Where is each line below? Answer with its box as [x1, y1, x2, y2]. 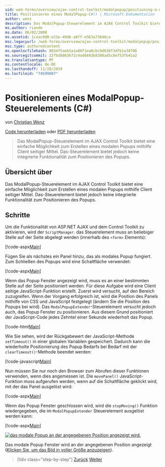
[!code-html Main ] [5, 324, 41, 330]
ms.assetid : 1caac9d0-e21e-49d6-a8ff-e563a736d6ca [5, 35, 111, 40]
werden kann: [5, 413, 33, 419]
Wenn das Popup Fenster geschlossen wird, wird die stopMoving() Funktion [5, 403, 158, 409]
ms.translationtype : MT [5, 58, 54, 62]
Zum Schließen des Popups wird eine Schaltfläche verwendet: [5, 259, 131, 264]
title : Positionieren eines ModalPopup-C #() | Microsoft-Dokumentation [5, 12, 155, 17]
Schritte [5, 211, 30, 219]
